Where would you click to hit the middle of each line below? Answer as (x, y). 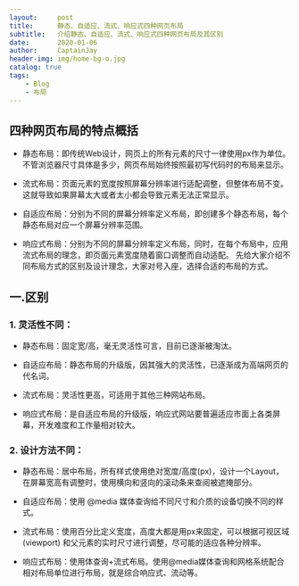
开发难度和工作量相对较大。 (89, 425)
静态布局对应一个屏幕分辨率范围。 (85, 225)
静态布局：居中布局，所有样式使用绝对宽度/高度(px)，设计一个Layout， (153, 471)
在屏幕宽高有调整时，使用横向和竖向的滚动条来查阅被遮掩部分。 (139, 483)
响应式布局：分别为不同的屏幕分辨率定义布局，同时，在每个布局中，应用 (155, 244)
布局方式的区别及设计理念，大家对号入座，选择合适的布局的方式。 (151, 266)
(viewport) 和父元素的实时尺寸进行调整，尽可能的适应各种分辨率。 (144, 543)
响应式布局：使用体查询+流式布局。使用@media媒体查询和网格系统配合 (153, 562)
